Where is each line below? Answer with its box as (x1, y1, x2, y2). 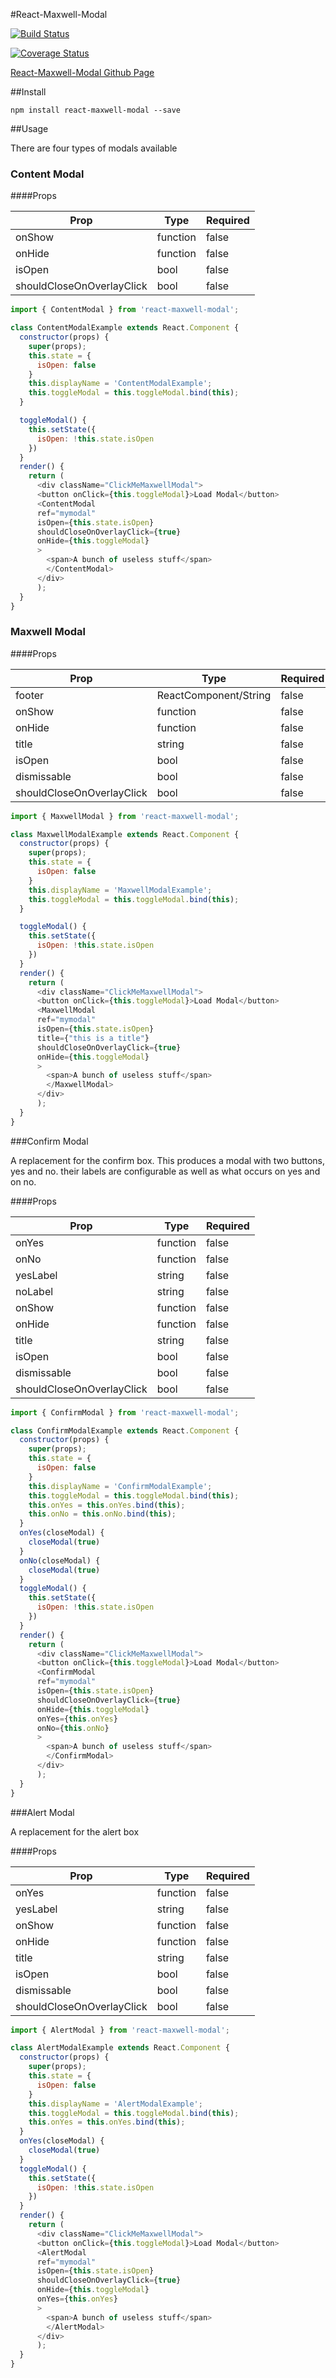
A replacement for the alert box (10, 1825, 140, 1838)
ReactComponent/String (156, 688, 272, 702)
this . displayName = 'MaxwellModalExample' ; (28, 885, 213, 895)
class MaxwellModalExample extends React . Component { (10, 829, 240, 839)
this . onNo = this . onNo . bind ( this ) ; (28, 1509, 177, 1519)
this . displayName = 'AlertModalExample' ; (28, 2099, 203, 2109)
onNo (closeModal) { (19, 1555, 101, 1566)
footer (15, 688, 45, 702)
